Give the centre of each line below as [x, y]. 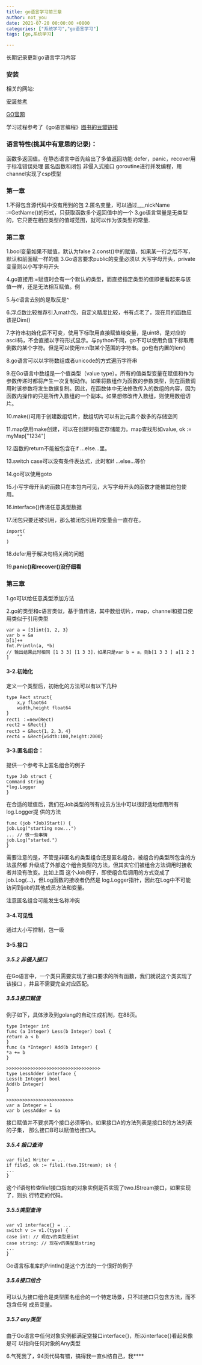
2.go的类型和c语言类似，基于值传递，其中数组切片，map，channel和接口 [97, 611]
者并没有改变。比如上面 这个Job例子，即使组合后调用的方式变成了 [88, 873]
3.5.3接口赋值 [23, 999]
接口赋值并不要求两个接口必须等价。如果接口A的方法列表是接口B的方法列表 [99, 1122]
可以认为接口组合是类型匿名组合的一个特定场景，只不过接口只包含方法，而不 [101, 1297]
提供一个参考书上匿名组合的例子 [46, 765]
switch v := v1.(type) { [37, 1230]
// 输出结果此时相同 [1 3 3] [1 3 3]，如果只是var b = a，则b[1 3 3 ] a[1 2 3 [100, 652]
